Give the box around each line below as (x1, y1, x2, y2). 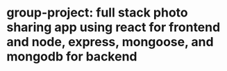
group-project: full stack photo (6, 5, 188, 21)
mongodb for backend (6, 49, 137, 65)
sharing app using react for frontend (6, 19, 221, 35)
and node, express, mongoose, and (6, 34, 214, 50)
